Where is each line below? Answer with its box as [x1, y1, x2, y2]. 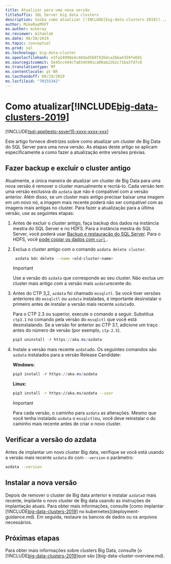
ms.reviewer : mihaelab [5, 31, 53, 36]
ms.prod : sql [5, 45, 33, 51]
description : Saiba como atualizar [5, 17, 81, 22]
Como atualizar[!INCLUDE [5, 101, 117, 112]
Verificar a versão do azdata [5, 435, 97, 444]
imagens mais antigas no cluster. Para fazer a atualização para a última [5, 205, 154, 211]
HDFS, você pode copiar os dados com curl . [12, 236, 108, 242]
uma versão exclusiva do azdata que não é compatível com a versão [5, 188, 149, 194]
